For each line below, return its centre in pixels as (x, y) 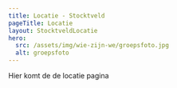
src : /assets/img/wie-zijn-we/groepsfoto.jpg (92, 46)
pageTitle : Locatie (41, 23)
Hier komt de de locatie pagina (59, 76)
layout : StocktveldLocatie (53, 30)
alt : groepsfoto (42, 53)
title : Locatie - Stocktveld (57, 16)
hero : (17, 38)
